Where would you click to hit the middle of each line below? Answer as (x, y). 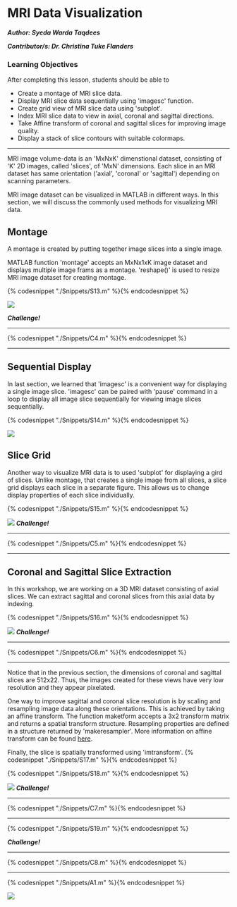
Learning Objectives (43, 64)
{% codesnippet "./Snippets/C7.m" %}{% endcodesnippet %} (97, 808)
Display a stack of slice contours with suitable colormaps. (101, 138)
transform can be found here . (50, 739)
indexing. (21, 604)
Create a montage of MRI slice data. (69, 94)
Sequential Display (49, 367)
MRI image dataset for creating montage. (67, 278)
